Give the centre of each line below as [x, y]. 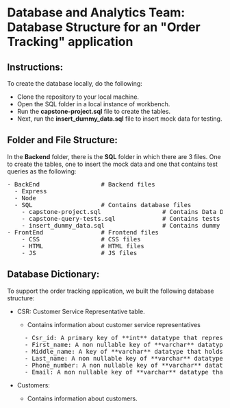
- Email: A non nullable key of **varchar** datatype [116, 372]
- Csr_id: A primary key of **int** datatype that [111, 338]
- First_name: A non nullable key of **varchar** [109, 345]
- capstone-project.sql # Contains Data [119, 212]
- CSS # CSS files [81, 239]
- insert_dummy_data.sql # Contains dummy [121, 225]
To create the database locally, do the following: [75, 83]
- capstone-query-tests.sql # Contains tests [121, 218]
